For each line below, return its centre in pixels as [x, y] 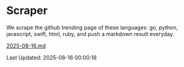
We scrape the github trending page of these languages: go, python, [92, 27]
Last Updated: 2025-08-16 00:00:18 [51, 57]
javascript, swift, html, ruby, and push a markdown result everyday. [90, 33]
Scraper [27, 11]
